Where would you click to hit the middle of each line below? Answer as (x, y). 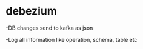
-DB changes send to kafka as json (49, 28)
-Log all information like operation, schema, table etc (71, 39)
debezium (31, 11)
